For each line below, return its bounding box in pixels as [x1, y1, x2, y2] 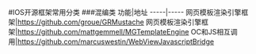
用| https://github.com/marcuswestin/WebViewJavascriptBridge [8, 37, 215, 46]
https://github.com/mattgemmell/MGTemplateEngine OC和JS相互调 [17, 27, 238, 36]
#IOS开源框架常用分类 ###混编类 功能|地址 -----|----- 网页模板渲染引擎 [8, 8, 242, 16]
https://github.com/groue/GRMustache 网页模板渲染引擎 [17, 17, 202, 27]
